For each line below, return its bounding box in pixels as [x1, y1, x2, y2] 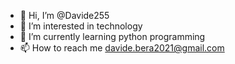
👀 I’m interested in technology [19, 20, 143, 32]
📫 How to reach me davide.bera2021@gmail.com [19, 42, 225, 54]
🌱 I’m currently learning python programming [19, 31, 206, 42]
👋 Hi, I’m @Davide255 [19, 10, 110, 21]
